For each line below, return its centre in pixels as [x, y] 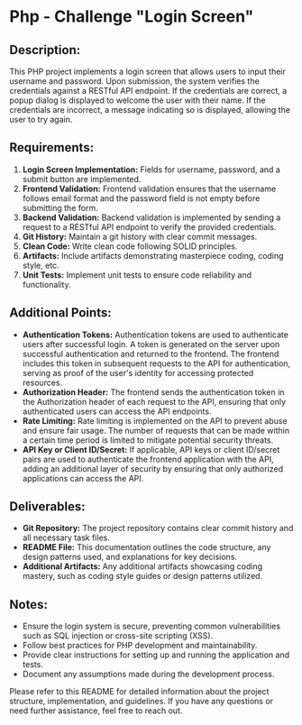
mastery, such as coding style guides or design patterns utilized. [142, 576]
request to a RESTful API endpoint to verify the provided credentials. [149, 226]
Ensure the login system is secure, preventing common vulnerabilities [151, 626]
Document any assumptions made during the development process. [148, 675]
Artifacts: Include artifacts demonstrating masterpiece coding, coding [153, 255]
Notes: [28, 605]
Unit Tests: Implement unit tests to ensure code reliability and [137, 275]
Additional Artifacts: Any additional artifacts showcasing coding [142, 566]
